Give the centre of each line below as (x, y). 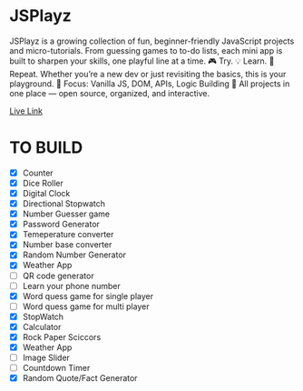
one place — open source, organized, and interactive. (110, 93)
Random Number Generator (74, 255)
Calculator (42, 326)
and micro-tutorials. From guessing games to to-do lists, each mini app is (146, 50)
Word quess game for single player (88, 296)
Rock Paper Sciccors (62, 336)
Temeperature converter (68, 235)
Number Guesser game (66, 214)
